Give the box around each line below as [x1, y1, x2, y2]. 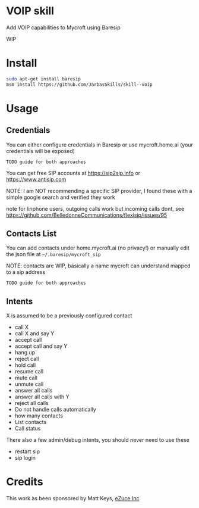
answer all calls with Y [14, 393, 70, 400]
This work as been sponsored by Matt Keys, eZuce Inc [6, 495, 140, 502]
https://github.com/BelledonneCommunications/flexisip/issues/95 [6, 211, 168, 219]
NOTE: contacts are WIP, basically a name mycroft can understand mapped [6, 262, 191, 269]
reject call [14, 356, 39, 363]
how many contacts [14, 412, 64, 419]
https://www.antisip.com [6, 176, 67, 183]
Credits [6, 475, 43, 489]
